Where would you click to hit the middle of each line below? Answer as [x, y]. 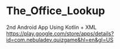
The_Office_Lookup [56, 11]
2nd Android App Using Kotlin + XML [52, 27]
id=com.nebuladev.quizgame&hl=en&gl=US [60, 40]
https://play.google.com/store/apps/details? [60, 33]
